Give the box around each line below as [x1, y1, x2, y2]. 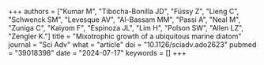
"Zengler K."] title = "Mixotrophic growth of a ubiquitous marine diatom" [8, 31, 242, 41]
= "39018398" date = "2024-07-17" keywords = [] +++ [8, 49, 187, 57]
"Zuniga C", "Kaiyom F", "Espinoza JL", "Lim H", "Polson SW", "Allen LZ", [8, 23, 243, 32]
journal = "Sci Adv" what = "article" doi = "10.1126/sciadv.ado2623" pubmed [8, 40, 257, 49]
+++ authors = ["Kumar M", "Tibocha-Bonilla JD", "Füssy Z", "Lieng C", [8, 7, 239, 16]
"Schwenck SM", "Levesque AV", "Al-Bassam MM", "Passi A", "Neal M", [8, 15, 241, 24]
